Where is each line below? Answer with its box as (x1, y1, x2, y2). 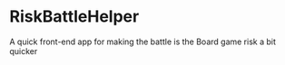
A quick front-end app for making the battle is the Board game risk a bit (9, 36, 277, 47)
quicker (9, 45, 38, 56)
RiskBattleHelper (9, 6, 140, 27)
